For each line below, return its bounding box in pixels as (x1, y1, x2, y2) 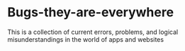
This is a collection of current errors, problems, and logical (7, 28, 179, 36)
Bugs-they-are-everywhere (7, 4, 174, 21)
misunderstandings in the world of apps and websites (7, 35, 164, 43)
